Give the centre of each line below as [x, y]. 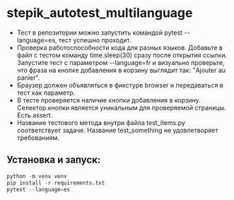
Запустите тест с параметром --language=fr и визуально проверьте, [121, 62]
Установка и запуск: [54, 160]
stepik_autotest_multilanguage [100, 13]
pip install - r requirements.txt [56, 183]
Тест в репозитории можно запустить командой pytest [100, 33]
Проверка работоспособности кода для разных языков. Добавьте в [120, 47]
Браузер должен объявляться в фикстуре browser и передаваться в [120, 85]
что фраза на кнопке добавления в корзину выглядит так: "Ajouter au [121, 70]
